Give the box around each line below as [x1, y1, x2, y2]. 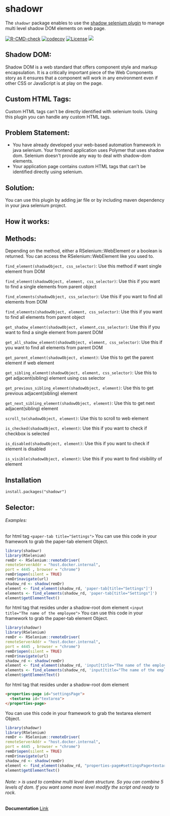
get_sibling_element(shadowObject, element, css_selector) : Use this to [5, 370, 157, 376]
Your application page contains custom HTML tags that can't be [12, 164, 146, 170]
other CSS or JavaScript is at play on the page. [5, 80, 103, 86]
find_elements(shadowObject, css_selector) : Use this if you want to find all [5, 293, 163, 300]
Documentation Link [5, 805, 49, 811]
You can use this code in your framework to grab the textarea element [5, 710, 151, 716]
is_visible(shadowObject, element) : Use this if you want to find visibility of [5, 455, 162, 462]
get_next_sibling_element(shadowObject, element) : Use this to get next [5, 400, 155, 406]
